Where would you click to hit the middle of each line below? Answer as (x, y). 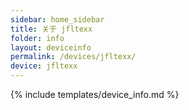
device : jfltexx (44, 66)
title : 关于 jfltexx (51, 29)
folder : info (37, 38)
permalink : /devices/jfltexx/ (73, 57)
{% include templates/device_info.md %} (95, 94)
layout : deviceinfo (51, 47)
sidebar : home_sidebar (57, 19)
